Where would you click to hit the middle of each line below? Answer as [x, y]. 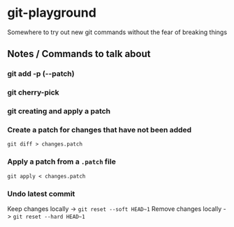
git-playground [52, 13]
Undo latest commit [41, 194]
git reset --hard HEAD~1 [49, 217]
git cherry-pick [33, 93]
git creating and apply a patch [59, 111]
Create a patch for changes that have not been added [100, 130]
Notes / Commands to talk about [79, 54]
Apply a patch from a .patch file [62, 162]
